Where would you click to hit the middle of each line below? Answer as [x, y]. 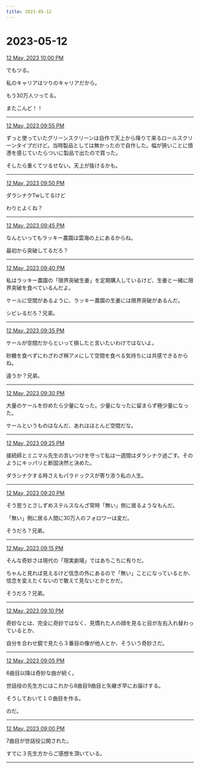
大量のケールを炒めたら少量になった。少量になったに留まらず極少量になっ [97, 405]
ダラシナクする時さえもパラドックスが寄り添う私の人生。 [76, 475]
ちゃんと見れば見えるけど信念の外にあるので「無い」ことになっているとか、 [100, 573]
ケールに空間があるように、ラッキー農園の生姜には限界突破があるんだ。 [95, 300]
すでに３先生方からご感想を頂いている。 [56, 753]
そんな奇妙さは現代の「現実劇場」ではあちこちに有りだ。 [76, 560]
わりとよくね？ [24, 208]
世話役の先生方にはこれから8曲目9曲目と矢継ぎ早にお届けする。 [85, 686]
